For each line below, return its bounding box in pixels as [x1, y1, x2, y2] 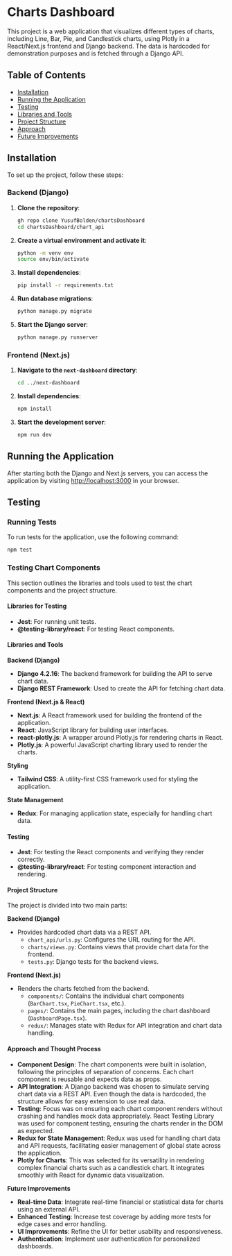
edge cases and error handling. [17, 1219, 107, 1228]
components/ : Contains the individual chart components [27, 992, 185, 1000]
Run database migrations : [17, 294, 93, 303]
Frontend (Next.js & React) [7, 697, 85, 706]
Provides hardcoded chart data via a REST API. [17, 928, 152, 937]
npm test [7, 546, 33, 554]
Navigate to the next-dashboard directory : [17, 366, 138, 375]
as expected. [17, 1126, 55, 1135]
